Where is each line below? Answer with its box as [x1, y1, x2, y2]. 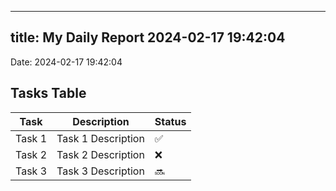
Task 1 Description [56, 131, 145, 145]
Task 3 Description [56, 164, 145, 178]
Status [154, 114, 187, 128]
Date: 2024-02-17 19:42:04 [10, 56, 123, 68]
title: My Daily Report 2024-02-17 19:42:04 [10, 29, 286, 46]
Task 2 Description [56, 147, 145, 161]
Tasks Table [10, 85, 87, 102]
